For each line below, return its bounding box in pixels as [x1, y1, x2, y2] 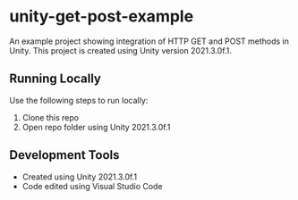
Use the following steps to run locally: [9, 95, 149, 105]
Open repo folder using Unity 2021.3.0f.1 [21, 121, 171, 132]
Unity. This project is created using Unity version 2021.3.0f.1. [9, 45, 233, 55]
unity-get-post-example [9, 6, 194, 27]
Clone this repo [21, 112, 79, 122]
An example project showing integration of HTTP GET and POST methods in [9, 36, 289, 46]
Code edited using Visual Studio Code [21, 180, 163, 191]
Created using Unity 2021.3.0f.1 [21, 171, 137, 182]
